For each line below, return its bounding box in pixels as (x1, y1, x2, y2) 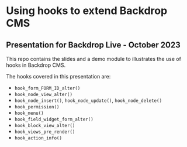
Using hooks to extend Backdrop (6, 4, 168, 18)
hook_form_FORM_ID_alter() (14, 86, 81, 91)
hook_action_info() (14, 135, 63, 141)
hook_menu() (14, 110, 44, 116)
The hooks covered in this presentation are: (6, 73, 111, 80)
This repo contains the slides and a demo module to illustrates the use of (6, 56, 181, 62)
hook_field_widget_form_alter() (14, 117, 93, 122)
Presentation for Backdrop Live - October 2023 (6, 40, 181, 50)
